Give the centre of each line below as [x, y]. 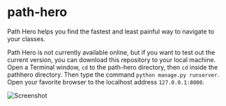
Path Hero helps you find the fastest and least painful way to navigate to [111, 31]
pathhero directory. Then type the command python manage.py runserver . [113, 75]
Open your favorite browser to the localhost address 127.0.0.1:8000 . [106, 82]
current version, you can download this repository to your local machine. [112, 59]
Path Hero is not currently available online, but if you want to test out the [111, 52]
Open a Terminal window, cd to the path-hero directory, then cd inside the [113, 67]
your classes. [27, 38]
